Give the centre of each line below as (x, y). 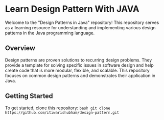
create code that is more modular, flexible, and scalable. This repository (77, 70)
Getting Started (29, 96)
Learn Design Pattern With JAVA (72, 9)
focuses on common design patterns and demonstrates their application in (80, 75)
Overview (20, 48)
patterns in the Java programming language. (50, 33)
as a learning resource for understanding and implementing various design (80, 27)
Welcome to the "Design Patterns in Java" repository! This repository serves (82, 22)
